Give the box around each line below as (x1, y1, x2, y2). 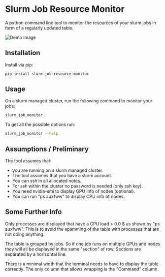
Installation (5, 49, 40, 57)
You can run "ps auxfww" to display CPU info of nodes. (12, 193, 125, 199)
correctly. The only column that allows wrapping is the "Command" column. (5, 266, 159, 272)
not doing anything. (5, 231, 45, 237)
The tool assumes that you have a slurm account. (12, 173, 112, 178)
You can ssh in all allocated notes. (12, 178, 82, 184)
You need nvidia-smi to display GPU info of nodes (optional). (12, 188, 135, 194)
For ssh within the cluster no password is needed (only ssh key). (12, 183, 143, 189)
